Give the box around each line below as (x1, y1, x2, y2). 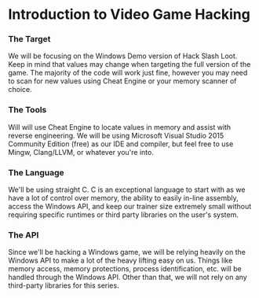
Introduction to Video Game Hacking (8, 6, 251, 24)
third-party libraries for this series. (8, 281, 119, 290)
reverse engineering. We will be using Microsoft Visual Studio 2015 (8, 131, 224, 140)
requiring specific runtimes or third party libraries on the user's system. (8, 210, 239, 219)
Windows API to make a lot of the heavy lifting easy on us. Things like (8, 256, 233, 265)
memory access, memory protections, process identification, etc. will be (8, 264, 242, 274)
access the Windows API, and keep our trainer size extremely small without (8, 202, 252, 212)
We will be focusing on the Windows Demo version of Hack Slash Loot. (8, 51, 238, 61)
